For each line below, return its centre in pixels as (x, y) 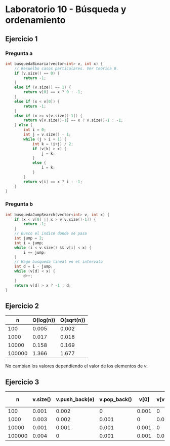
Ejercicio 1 (22, 39)
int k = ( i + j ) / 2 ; (53, 144)
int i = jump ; (29, 243)
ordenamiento (35, 20)
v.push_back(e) (75, 399)
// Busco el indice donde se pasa (51, 234)
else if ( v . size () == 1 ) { (43, 87)
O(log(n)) (44, 320)
